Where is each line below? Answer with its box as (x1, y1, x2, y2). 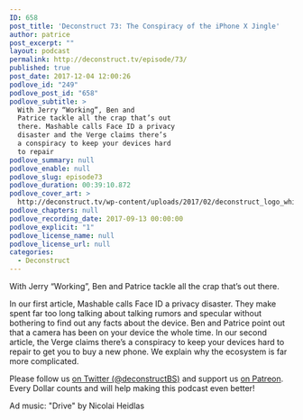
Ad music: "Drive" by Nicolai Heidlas (9, 400, 145, 411)
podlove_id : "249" (9, 80, 78, 89)
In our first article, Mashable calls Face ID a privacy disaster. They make (9, 298, 277, 309)
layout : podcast (9, 47, 70, 56)
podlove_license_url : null (9, 240, 111, 249)
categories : (9, 248, 54, 257)
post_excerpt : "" (9, 38, 75, 48)
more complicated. (9, 356, 79, 366)
